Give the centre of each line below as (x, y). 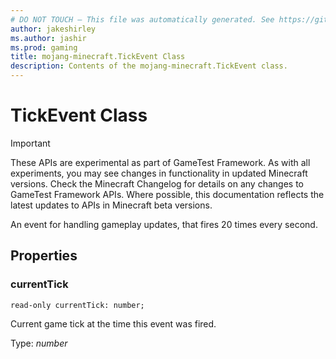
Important (30, 143)
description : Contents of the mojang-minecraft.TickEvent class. (149, 66)
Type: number (39, 343)
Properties (44, 256)
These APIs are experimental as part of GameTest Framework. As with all (160, 162)
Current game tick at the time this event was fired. (113, 323)
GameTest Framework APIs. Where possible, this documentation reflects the (167, 194)
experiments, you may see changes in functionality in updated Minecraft (159, 173)
